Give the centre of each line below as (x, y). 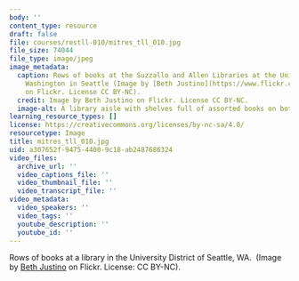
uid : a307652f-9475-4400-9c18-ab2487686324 (91, 149)
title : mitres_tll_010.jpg (59, 141)
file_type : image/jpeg (51, 59)
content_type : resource (53, 26)
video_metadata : (39, 200)
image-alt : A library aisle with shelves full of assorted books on (147, 108)
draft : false (33, 34)
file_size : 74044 (41, 51)
